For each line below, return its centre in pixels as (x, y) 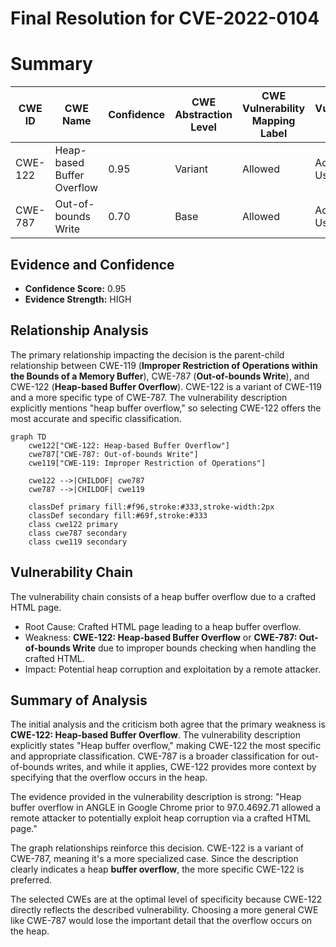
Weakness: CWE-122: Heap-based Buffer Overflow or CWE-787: (161, 637)
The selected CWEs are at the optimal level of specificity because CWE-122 (166, 899)
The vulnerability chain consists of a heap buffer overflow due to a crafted (163, 596)
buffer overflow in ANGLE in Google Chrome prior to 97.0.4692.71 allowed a (166, 808)
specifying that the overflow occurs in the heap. (109, 778)
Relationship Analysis (79, 330)
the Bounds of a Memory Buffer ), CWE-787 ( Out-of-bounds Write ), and (160, 376)
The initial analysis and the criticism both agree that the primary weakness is (168, 724)
